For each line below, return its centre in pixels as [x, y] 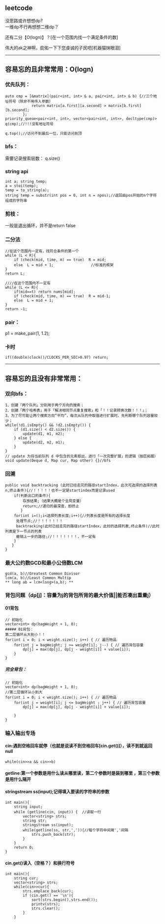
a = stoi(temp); [22, 186]
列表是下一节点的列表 [23, 532]
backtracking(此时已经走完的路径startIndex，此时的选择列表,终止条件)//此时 [88, 526]
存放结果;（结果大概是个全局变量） [53, 501]
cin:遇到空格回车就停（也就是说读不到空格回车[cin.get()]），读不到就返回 [79, 746]
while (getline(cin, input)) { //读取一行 [58, 812]
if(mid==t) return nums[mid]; [45, 292]
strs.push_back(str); [54, 834]
